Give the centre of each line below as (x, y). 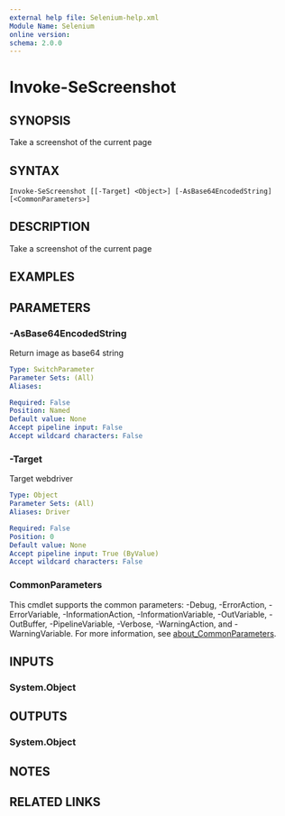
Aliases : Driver (40, 512)
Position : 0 (32, 536)
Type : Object (34, 495)
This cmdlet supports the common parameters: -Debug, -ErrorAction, (138, 604)
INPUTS (32, 661)
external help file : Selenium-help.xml (84, 18)
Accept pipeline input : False (66, 428)
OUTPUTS (38, 716)
